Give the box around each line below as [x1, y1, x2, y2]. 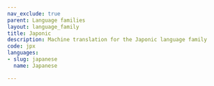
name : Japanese [13, 62, 58, 69]
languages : [7, 50, 39, 57]
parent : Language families [7, 17, 86, 24]
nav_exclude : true [7, 10, 61, 17]
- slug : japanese [7, 56, 58, 63]
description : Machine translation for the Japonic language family [7, 36, 208, 43]
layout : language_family [7, 23, 79, 30]
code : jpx [7, 43, 36, 50]
